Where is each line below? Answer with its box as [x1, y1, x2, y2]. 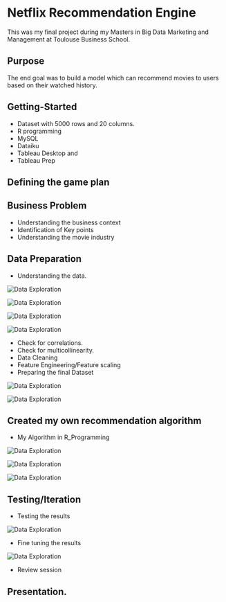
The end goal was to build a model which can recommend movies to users [7, 73, 219, 82]
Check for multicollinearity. [17, 346, 95, 354]
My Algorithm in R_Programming [17, 433, 110, 441]
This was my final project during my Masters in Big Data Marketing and [7, 28, 209, 36]
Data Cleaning [17, 353, 58, 362]
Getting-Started [7, 101, 77, 113]
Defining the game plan [7, 176, 110, 188]
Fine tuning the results [17, 539, 82, 547]
